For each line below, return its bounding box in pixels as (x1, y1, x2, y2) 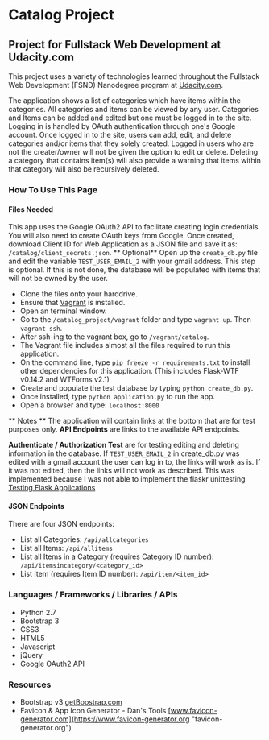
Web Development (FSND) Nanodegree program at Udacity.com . (8, 81, 224, 89)
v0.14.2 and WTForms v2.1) (19, 374, 110, 384)
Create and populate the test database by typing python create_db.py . (19, 383, 254, 393)
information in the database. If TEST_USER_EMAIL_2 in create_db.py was (8, 449, 240, 458)
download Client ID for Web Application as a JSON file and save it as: (8, 239, 238, 249)
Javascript (19, 642, 56, 651)
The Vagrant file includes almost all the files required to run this (19, 341, 231, 350)
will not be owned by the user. (8, 274, 109, 283)
